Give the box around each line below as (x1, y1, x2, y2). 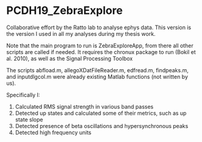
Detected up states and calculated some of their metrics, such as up (15, 109, 187, 117)
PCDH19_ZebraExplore (6, 4, 123, 18)
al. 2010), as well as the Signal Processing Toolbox (6, 55, 133, 62)
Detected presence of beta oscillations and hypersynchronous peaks (15, 122, 189, 129)
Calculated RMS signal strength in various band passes (15, 103, 154, 110)
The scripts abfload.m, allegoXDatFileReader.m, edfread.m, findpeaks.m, (6, 66, 189, 73)
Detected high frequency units (15, 129, 92, 136)
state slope (15, 116, 44, 123)
